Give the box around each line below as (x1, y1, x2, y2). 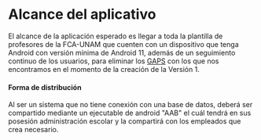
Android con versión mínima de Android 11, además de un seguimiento (8, 48, 236, 57)
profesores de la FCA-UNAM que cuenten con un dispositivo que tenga (8, 39, 239, 48)
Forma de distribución (8, 82, 82, 92)
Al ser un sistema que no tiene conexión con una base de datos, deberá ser (8, 100, 253, 109)
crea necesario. (8, 125, 59, 135)
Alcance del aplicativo (8, 5, 156, 23)
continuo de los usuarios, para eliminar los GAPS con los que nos (8, 56, 219, 66)
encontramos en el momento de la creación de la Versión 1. (8, 64, 200, 74)
